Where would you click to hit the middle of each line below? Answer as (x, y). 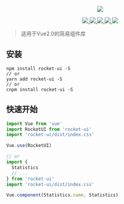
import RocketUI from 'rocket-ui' (49, 129)
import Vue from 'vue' (34, 124)
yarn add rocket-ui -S (34, 79)
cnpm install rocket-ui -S (40, 89)
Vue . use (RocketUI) (29, 146)
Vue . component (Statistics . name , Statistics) (62, 195)
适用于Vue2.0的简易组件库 (53, 34)
